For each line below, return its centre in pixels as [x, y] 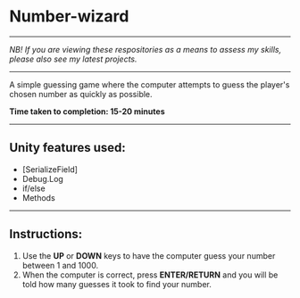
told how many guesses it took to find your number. [117, 284]
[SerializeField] [50, 169]
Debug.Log [43, 178]
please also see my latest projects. [73, 59]
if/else [34, 188]
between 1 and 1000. [60, 265]
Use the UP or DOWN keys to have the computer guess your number [149, 255]
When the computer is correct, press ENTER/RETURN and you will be [150, 275]
